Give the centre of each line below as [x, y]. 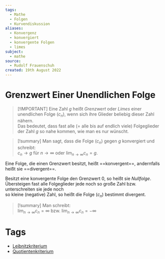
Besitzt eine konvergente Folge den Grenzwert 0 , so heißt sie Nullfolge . [78, 178]
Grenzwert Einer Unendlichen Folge [80, 95]
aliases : [14, 28]
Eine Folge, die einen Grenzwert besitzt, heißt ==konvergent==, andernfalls [82, 163]
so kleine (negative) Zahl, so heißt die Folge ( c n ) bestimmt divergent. [76, 195]
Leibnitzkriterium [30, 246]
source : [13, 61]
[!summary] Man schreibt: [44, 205]
